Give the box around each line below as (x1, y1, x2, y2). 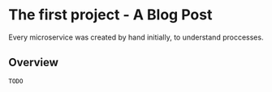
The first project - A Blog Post (8, 6, 213, 24)
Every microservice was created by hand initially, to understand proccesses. (8, 32, 264, 42)
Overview (8, 56, 59, 69)
